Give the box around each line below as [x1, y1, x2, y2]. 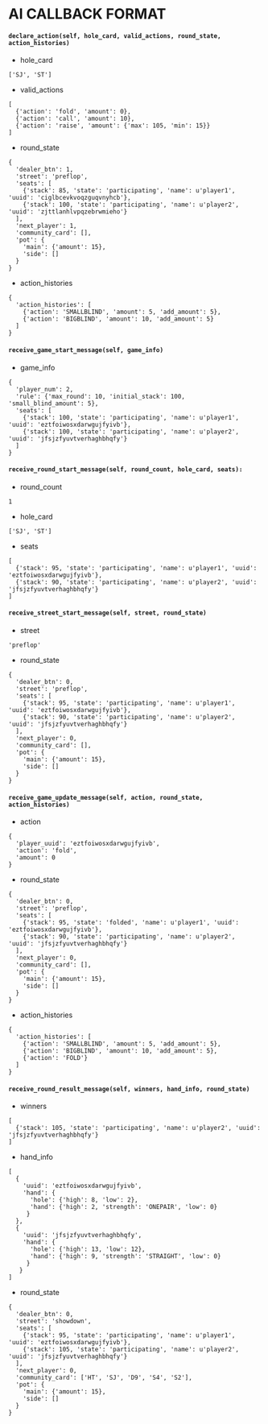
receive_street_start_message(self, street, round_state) [8, 609, 207, 617]
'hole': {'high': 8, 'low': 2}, [29, 1196, 138, 1204]
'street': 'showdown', [15, 1318, 92, 1326]
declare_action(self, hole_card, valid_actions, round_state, [8, 31, 221, 40]
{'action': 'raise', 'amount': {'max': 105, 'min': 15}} [15, 122, 211, 130]
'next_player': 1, [15, 222, 78, 230]
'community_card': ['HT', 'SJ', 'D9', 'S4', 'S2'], [15, 1374, 193, 1382]
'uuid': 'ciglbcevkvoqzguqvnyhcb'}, [8, 194, 131, 202]
